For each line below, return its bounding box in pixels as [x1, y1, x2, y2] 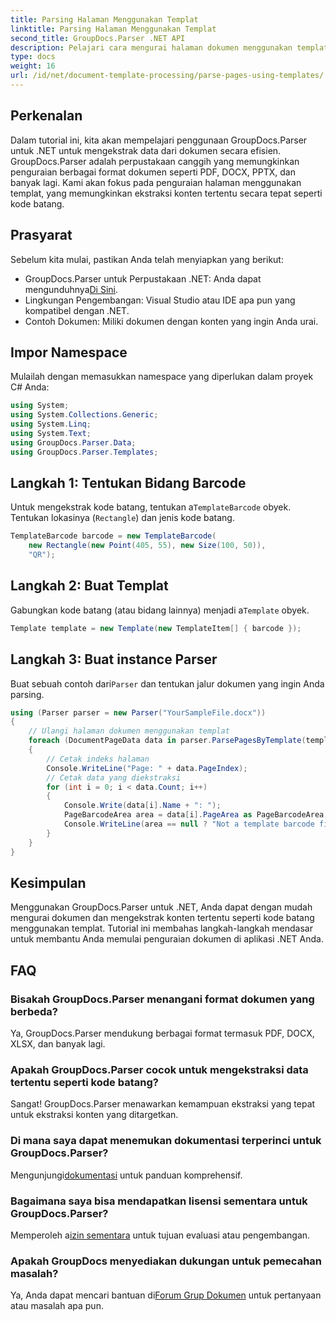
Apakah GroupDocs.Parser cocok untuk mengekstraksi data [10, 1062, 309, 1076]
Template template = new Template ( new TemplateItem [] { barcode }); [10, 623, 302, 633]
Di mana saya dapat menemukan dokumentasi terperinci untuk [10, 1134, 322, 1148]
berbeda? [10, 1004, 58, 1018]
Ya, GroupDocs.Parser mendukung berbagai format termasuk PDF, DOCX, [10, 1027, 315, 1039]
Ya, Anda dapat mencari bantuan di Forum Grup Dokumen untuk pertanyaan [10, 1289, 322, 1301]
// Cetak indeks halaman [46, 754, 150, 764]
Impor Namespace [10, 344, 128, 361]
